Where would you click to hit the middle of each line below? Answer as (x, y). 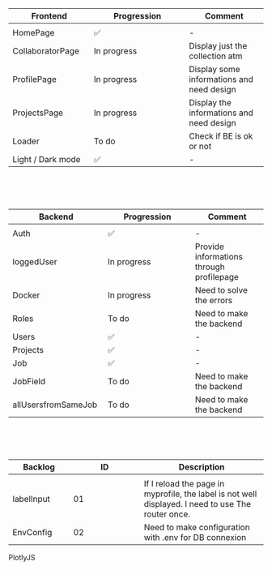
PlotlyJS (22, 557)
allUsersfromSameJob (55, 405)
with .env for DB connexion (195, 537)
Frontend (49, 16)
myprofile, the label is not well (200, 494)
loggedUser (35, 261)
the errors (214, 300)
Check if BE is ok (221, 136)
